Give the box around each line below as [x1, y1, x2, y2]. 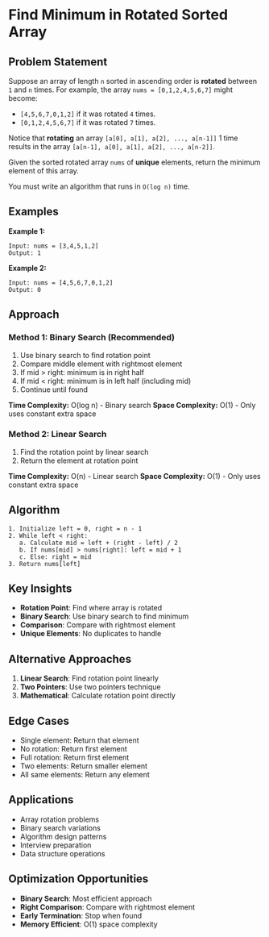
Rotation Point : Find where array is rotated [19, 603, 163, 613]
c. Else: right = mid [19, 552, 92, 561]
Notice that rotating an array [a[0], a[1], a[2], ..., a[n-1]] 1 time [8, 133, 238, 143]
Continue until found [19, 385, 89, 394]
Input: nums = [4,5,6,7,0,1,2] [8, 278, 114, 287]
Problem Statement [8, 55, 108, 69]
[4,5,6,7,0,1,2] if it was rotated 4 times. [19, 109, 156, 119]
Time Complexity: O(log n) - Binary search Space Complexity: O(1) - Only [8, 400, 256, 410]
